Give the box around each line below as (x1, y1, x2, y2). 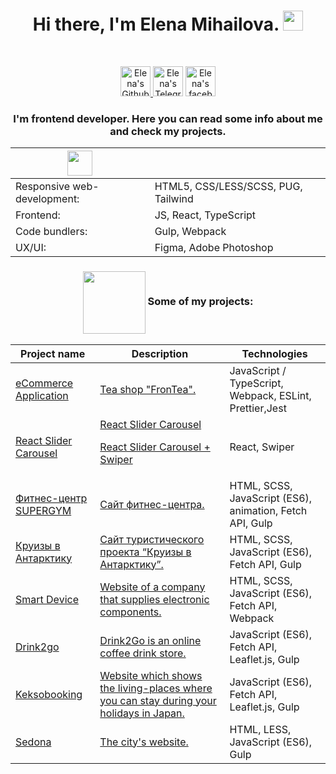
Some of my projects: (147, 295, 254, 309)
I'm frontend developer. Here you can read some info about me (13, 111, 323, 125)
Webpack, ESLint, (229, 388, 312, 402)
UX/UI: (15, 241, 47, 255)
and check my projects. (109, 124, 227, 138)
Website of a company (99, 580, 206, 594)
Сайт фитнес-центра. (99, 497, 205, 511)
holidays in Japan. (99, 706, 185, 720)
